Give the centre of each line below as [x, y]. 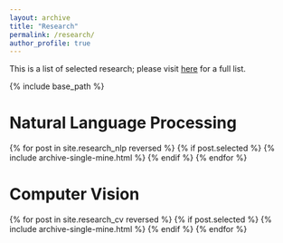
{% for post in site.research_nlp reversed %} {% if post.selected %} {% [142, 148]
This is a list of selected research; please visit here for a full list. [128, 69]
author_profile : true [50, 43]
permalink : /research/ [52, 34]
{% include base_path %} [57, 86]
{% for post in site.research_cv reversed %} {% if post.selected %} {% [141, 219]
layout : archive [40, 18]
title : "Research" [44, 26]
